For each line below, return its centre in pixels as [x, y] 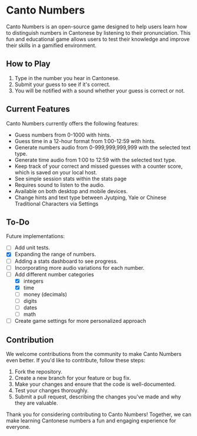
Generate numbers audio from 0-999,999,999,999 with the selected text [103, 147]
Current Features [38, 109]
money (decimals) [45, 294]
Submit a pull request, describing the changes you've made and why [98, 397]
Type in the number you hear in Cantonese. [67, 78]
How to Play [29, 64]
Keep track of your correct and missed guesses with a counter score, [98, 166]
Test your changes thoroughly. [52, 390]
